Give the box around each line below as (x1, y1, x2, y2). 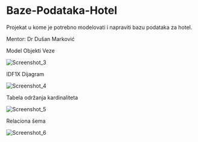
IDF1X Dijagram (6, 70, 45, 77)
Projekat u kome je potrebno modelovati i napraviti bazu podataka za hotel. (6, 24, 193, 31)
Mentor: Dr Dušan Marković (6, 35, 75, 42)
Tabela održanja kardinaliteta (6, 94, 78, 101)
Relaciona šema (6, 117, 46, 124)
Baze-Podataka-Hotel (6, 4, 118, 18)
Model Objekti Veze (6, 47, 56, 54)
